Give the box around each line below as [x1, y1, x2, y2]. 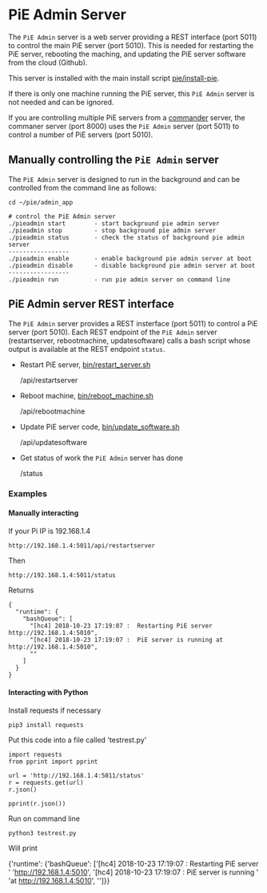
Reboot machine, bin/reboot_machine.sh [19, 390, 154, 400]
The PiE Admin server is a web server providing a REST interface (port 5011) [8, 32, 257, 42]
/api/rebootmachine [19, 406, 86, 416]
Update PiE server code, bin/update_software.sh [19, 422, 180, 431]
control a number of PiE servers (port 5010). [8, 130, 153, 139]
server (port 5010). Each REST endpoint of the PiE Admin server [8, 327, 217, 337]
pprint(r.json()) [8, 799, 66, 807]
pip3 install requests [8, 721, 84, 729]
